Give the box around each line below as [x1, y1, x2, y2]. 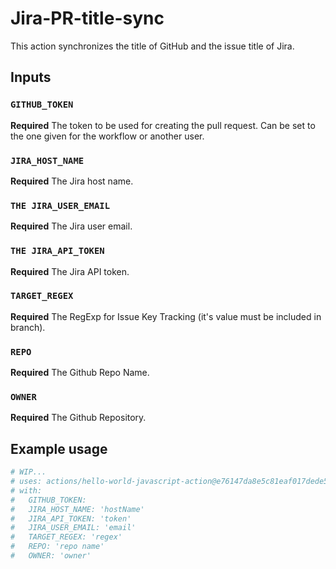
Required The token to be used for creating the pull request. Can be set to [10, 119, 316, 131]
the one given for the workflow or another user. [10, 130, 205, 142]
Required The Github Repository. [10, 412, 147, 424]
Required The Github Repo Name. [10, 367, 150, 379]
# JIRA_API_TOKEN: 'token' [10, 513, 132, 524]
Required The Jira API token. [10, 265, 130, 277]
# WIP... [10, 467, 47, 477]
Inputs [10, 69, 52, 86]
